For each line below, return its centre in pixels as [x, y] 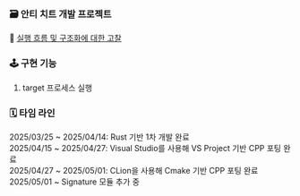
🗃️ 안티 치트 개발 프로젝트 [60, 13]
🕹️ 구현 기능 [33, 64]
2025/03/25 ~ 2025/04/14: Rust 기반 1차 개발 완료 [99, 137]
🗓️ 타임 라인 [32, 113]
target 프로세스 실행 [57, 88]
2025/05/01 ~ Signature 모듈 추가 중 [75, 182]
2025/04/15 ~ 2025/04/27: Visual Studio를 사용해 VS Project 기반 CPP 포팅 [146, 148]
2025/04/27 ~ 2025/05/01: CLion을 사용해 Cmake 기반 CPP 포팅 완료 [134, 170]
